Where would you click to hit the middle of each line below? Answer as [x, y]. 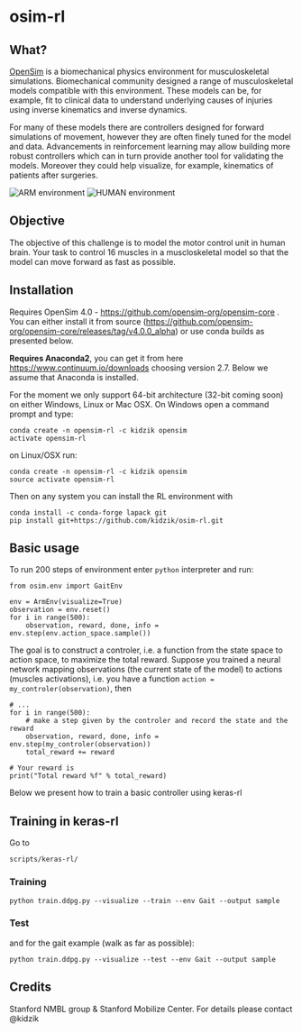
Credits [31, 987]
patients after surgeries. [54, 175]
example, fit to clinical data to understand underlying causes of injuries [141, 100]
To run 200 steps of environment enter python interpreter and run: [132, 570]
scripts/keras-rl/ [44, 859]
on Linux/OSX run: [44, 455]
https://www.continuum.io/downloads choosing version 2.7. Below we [139, 368]
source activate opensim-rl [62, 480]
